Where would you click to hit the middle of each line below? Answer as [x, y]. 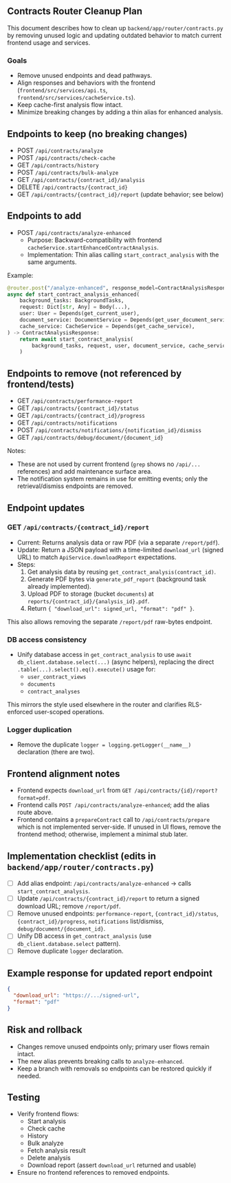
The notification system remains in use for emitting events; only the [112, 479]
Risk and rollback [45, 1030]
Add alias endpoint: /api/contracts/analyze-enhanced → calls [104, 883]
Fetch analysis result [56, 1151]
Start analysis [47, 1121]
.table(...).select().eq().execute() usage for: [86, 669]
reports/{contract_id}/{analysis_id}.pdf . [88, 601]
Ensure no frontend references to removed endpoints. [93, 1173]
